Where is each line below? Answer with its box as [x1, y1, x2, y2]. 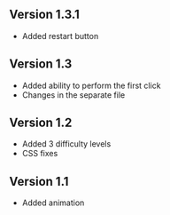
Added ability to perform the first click [21, 80, 161, 91]
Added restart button [21, 30, 99, 41]
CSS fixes [21, 148, 58, 159]
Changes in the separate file [21, 89, 126, 100]
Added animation [21, 197, 85, 208]
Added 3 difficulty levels [21, 139, 112, 149]
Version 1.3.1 [9, 7, 80, 22]
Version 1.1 [9, 173, 69, 189]
